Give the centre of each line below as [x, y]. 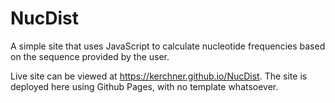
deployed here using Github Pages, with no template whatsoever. [144, 86]
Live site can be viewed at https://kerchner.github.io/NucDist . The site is [159, 76]
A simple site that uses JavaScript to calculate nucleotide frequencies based [168, 46]
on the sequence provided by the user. [90, 56]
